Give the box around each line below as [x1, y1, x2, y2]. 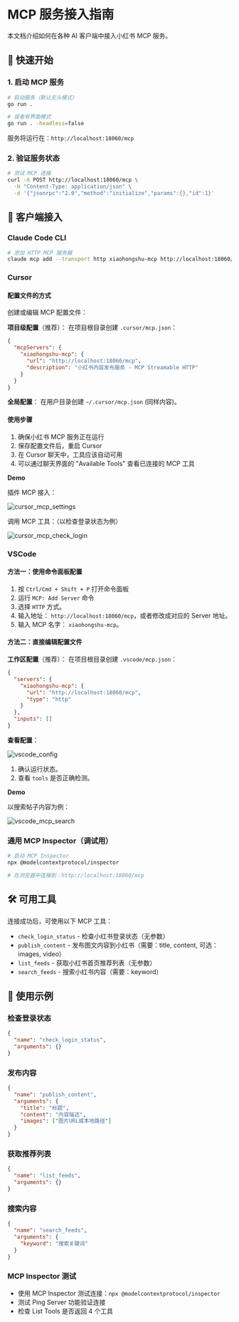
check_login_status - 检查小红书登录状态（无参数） [17, 931, 169, 940]
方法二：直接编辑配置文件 [7, 638, 83, 646]
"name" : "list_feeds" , [14, 1172, 81, 1180]
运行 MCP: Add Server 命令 [17, 593, 95, 602]
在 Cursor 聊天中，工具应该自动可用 [17, 450, 123, 459]
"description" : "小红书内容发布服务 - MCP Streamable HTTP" [26, 364, 199, 371]
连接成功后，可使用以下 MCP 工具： [7, 916, 112, 925]
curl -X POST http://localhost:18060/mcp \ [7, 176, 139, 184]
